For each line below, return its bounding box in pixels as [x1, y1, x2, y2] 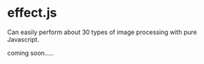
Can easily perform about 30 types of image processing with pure [7, 28, 197, 36]
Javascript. [7, 35, 40, 43]
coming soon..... [7, 49, 54, 57]
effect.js [7, 5, 57, 21]
